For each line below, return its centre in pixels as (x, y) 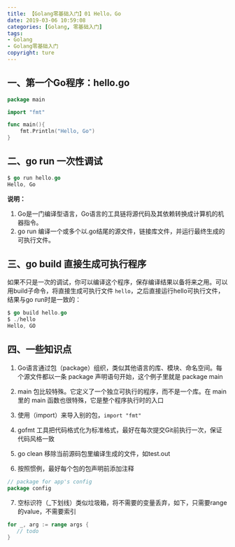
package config (29, 488)
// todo (28, 531)
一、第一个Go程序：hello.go (69, 83)
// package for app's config (50, 482)
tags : (15, 33)
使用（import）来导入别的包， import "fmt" (79, 415)
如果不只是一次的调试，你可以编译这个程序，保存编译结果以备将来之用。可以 (117, 282)
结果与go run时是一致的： (44, 300)
